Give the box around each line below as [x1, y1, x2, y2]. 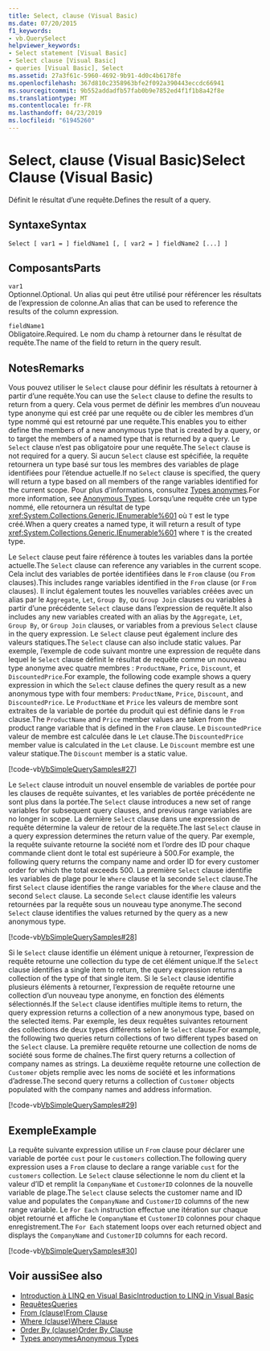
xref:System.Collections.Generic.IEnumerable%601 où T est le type [8, 511, 230, 521]
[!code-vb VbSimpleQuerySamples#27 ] [8, 764, 137, 774]
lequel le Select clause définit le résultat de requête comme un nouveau [8, 655, 247, 665]
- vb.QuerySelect [8, 34, 67, 43]
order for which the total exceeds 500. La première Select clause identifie [8, 866, 253, 875]
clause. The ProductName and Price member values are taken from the [8, 715, 237, 724]
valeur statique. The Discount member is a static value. [8, 749, 188, 759]
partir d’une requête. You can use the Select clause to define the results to [8, 391, 253, 401]
